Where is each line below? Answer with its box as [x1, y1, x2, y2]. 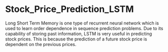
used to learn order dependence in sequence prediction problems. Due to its [5, 25, 163, 31]
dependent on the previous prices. [5, 41, 77, 47]
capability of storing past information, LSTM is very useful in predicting [5, 30, 152, 36]
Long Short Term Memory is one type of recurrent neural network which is [5, 20, 159, 26]
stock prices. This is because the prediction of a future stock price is [5, 36, 147, 42]
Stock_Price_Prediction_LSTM [5, 3, 134, 15]
